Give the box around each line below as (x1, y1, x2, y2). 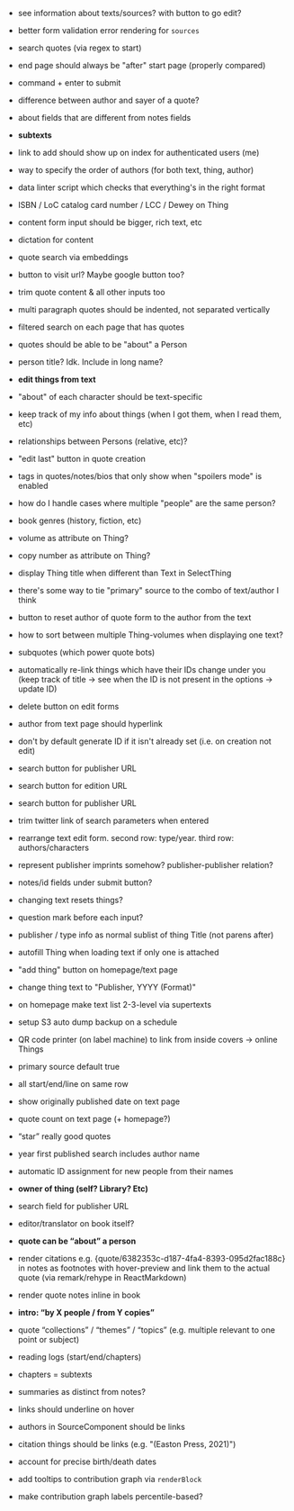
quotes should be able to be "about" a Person (17, 339, 188, 349)
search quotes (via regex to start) (17, 42, 142, 53)
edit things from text (17, 374, 96, 385)
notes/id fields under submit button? (17, 877, 153, 888)
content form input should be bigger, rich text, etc (17, 217, 202, 228)
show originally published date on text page (17, 1096, 181, 1107)
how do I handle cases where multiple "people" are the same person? (17, 498, 276, 508)
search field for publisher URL (17, 1201, 129, 1211)
